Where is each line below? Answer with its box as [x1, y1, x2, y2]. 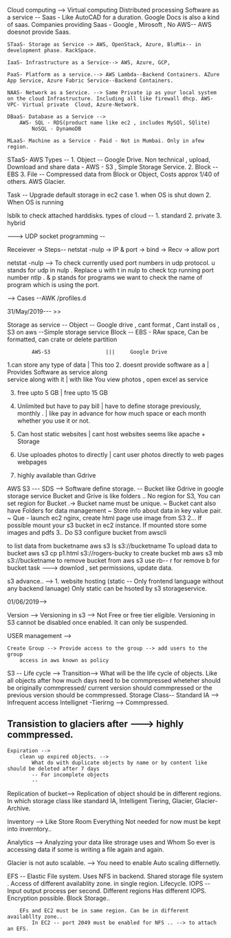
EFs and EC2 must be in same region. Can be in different [19, 907, 189, 914]
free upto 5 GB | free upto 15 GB [16, 389, 108, 396]
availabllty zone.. [7, 913, 63, 920]
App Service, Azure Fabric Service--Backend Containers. [7, 77, 174, 84]
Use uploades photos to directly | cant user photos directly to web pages [16, 451, 224, 458]
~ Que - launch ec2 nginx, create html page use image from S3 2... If [7, 514, 202, 522]
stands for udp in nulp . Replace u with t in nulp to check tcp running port [7, 266, 214, 274]
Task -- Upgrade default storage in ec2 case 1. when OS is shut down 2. [7, 191, 212, 199]
